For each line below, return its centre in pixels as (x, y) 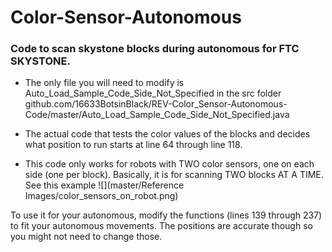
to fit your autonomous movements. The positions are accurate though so (161, 226)
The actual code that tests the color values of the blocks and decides (167, 134)
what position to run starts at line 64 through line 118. (133, 145)
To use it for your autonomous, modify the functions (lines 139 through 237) (166, 215)
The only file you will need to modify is (104, 83)
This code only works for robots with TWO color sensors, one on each (169, 164)
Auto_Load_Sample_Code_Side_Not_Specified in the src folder (153, 93)
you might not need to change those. (86, 237)
